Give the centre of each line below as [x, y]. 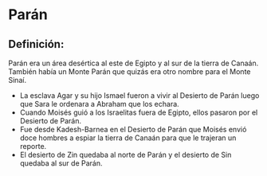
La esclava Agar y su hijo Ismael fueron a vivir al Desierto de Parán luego [139, 96]
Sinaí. [17, 80]
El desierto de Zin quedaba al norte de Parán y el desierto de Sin [126, 154]
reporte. [33, 146]
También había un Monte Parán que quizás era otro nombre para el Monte [130, 72]
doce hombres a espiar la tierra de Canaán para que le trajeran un [128, 138]
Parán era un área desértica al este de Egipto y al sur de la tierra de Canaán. [133, 63]
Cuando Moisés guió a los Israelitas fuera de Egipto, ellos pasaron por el [139, 112]
